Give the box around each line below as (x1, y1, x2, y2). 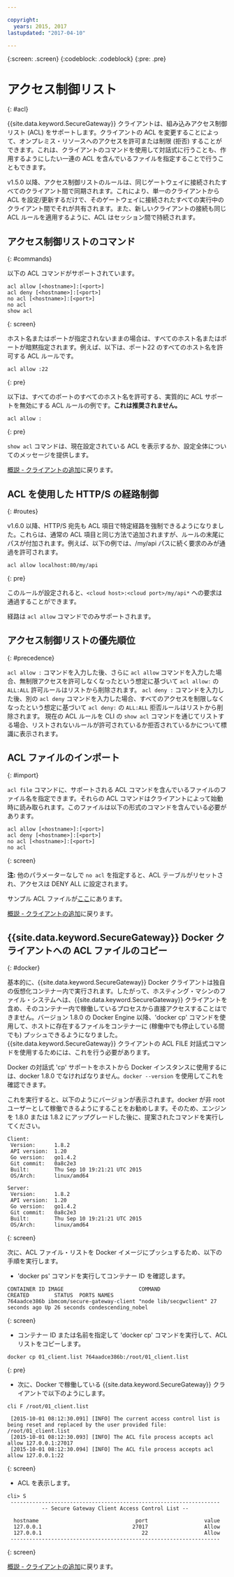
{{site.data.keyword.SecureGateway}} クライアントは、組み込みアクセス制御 (7, 120, 228, 128)
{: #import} (7, 771, 39, 779)
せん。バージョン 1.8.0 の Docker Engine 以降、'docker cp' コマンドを (19, 1013, 220, 1022)
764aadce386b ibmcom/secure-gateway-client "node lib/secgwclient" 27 (7, 1298, 217, 1305)
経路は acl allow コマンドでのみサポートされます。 (7, 612, 155, 620)
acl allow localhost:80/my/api (7, 562, 98, 569)
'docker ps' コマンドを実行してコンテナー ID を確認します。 (17, 1272, 189, 1280)
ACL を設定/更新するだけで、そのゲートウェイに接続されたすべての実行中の (7, 195, 225, 204)
